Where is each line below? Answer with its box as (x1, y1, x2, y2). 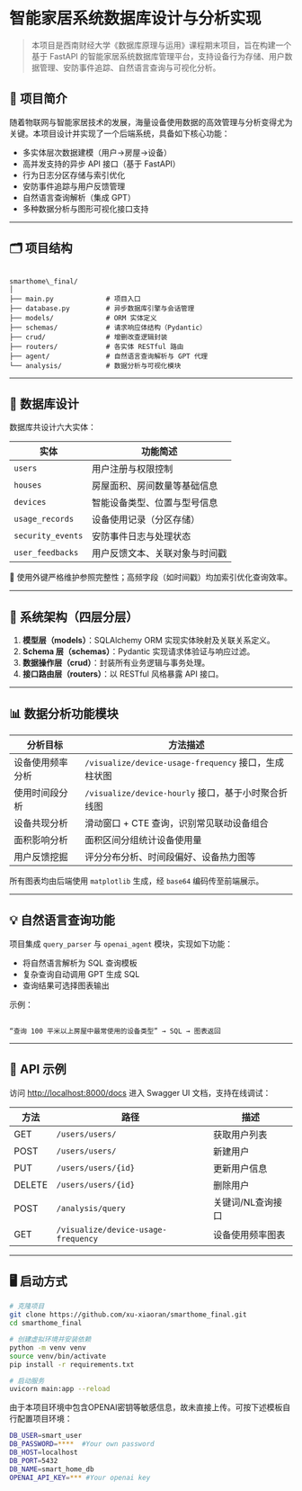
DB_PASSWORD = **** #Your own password (9, 1440, 155, 1449)
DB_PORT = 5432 (9, 1456, 58, 1465)
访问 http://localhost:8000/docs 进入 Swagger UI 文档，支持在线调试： (9, 1087, 271, 1098)
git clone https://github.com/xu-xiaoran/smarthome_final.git (9, 1310, 247, 1319)
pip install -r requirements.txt (9, 1360, 135, 1369)
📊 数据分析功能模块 (9, 705, 120, 721)
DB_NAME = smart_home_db (9, 1464, 94, 1474)
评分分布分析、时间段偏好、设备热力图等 (84, 851, 256, 863)
